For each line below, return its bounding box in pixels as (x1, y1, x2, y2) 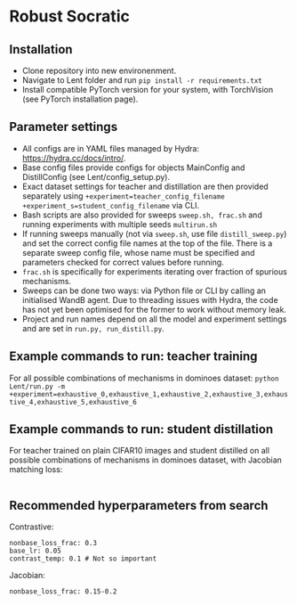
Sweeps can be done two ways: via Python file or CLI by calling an (21, 285, 267, 296)
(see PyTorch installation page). (21, 94, 139, 104)
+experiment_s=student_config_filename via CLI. (21, 200, 200, 210)
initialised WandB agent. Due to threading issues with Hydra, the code (21, 294, 278, 305)
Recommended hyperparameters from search (9, 497, 269, 513)
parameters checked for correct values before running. (21, 257, 224, 267)
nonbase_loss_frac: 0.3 (9, 539, 98, 548)
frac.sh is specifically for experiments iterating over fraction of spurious (21, 266, 287, 277)
